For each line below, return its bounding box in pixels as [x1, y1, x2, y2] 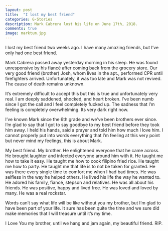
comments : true [5, 26, 37, 31]
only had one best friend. [5, 50, 58, 56]
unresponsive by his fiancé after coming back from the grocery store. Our [5, 65, 158, 71]
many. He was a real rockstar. [5, 190, 67, 196]
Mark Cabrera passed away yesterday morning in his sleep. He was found [5, 60, 158, 65]
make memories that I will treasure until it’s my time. [5, 210, 112, 216]
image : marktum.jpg [5, 31, 46, 36]
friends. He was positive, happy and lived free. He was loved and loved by [5, 185, 158, 191]
